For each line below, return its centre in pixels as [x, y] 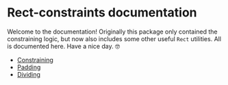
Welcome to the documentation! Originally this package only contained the [112, 32]
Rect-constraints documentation [102, 13]
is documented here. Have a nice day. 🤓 [64, 46]
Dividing [29, 74]
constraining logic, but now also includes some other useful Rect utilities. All [114, 38]
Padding [29, 67]
